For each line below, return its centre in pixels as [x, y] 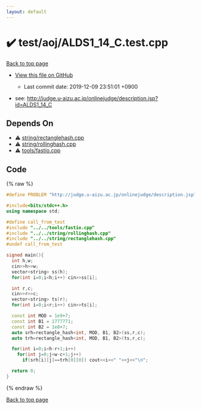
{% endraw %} [25, 388]
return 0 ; [24, 371]
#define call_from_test [36, 222]
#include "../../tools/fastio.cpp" [51, 228]
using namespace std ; [33, 211]
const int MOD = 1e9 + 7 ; [41, 316]
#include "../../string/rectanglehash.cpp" [61, 239]
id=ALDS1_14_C [33, 104]
